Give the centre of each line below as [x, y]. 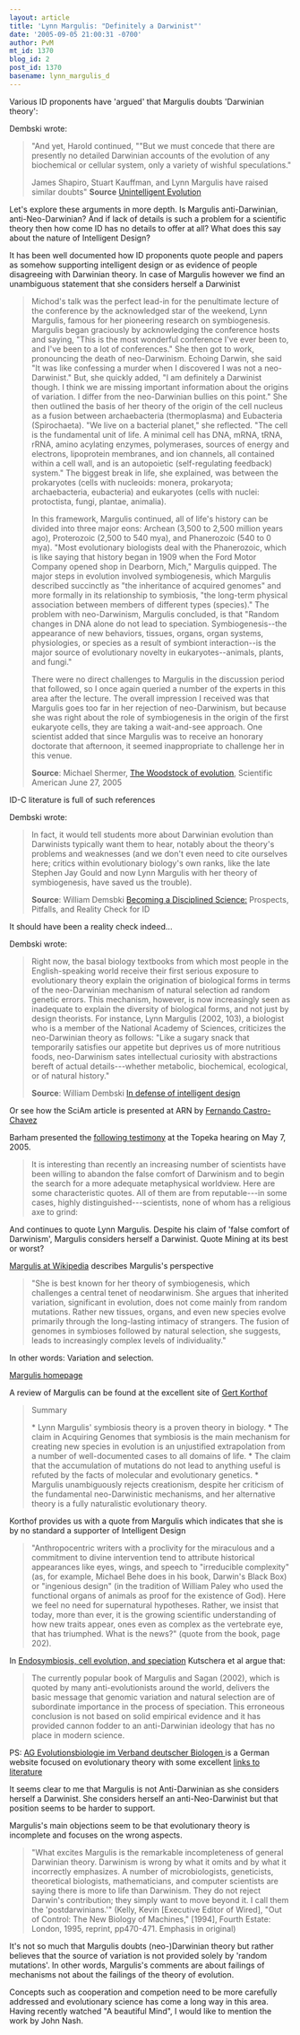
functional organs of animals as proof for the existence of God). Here [159, 1595]
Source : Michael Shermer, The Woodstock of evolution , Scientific [152, 773]
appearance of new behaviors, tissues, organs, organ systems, [147, 633]
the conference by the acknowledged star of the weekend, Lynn [149, 310]
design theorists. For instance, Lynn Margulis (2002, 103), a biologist [158, 1018]
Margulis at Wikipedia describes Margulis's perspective [111, 1265]
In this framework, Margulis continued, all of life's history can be [150, 519]
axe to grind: [55, 1211]
